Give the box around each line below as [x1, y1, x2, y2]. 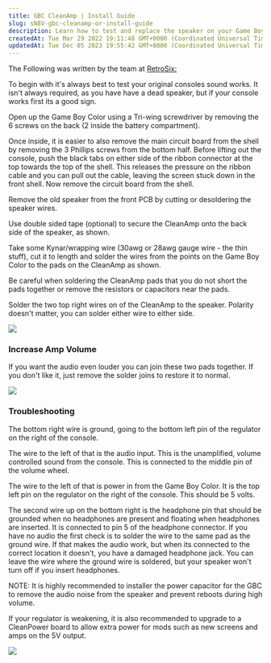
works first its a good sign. [8, 97, 97, 106]
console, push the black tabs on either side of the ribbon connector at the [8, 154, 253, 164]
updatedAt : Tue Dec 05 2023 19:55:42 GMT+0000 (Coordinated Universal [8, 42, 251, 50]
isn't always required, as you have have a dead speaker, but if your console [8, 88, 259, 97]
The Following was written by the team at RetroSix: [8, 64, 177, 73]
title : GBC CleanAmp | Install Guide [8, 11, 135, 20]
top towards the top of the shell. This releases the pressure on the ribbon [8, 162, 252, 172]
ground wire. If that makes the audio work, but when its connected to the [8, 539, 250, 549]
